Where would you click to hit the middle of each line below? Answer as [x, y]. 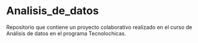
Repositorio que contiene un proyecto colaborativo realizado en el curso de [99, 27]
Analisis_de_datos [52, 11]
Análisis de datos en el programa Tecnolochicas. [66, 33]
